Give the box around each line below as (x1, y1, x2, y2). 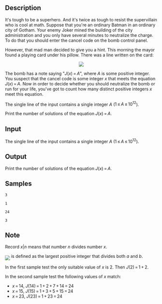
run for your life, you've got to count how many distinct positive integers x (5, 86, 152, 92)
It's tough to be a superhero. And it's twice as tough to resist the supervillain (5, 17, 157, 22)
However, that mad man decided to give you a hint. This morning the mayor (5, 47, 155, 52)
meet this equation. (5, 91, 44, 97)
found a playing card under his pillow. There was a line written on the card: (5, 52, 154, 58)
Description (5, 4, 41, 12)
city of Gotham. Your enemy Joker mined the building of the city (5, 27, 133, 33)
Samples (5, 180, 32, 188)
